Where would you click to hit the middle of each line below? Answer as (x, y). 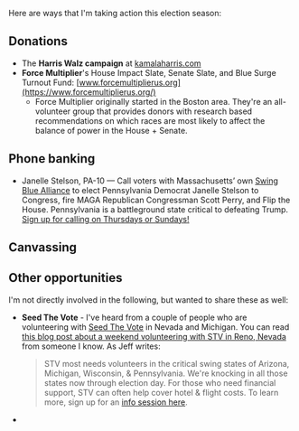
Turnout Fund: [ (51, 82)
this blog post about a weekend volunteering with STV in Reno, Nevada (154, 336)
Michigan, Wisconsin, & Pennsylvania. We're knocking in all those (166, 373)
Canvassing (43, 248)
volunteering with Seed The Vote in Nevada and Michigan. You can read (155, 327)
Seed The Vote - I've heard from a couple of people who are (134, 317)
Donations (38, 41)
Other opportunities (65, 278)
